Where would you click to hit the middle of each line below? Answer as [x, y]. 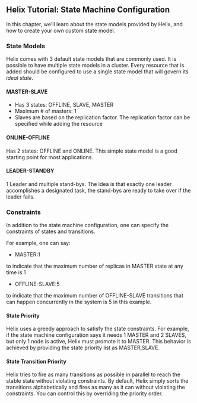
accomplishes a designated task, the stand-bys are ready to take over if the [99, 190]
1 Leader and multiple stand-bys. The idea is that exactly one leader [89, 184]
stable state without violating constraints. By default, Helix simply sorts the [97, 381]
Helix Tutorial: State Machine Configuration [88, 10]
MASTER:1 [27, 255]
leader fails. [20, 197]
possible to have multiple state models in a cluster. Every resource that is [95, 66]
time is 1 [16, 272]
